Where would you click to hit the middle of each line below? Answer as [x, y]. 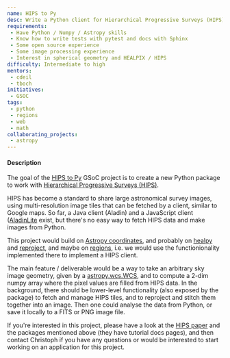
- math [20, 128]
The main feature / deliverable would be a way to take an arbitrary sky [106, 268]
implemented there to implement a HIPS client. [73, 255]
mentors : [20, 71]
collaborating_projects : [42, 134]
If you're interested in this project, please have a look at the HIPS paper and [114, 325]
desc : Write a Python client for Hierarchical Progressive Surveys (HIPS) [116, 20]
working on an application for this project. [66, 347]
